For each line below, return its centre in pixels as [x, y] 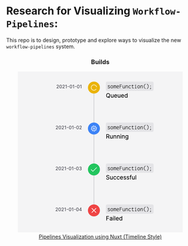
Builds [100, 62]
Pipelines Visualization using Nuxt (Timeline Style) [100, 237]
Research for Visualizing [68, 11]
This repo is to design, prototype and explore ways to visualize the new [94, 40]
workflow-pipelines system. [41, 46]
